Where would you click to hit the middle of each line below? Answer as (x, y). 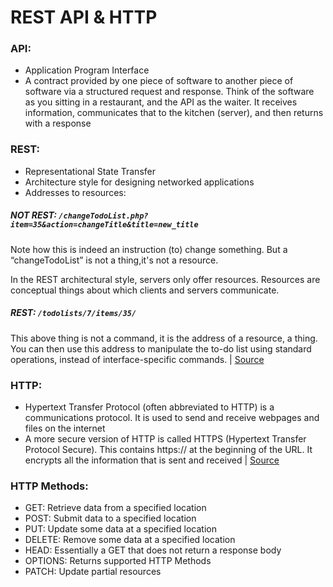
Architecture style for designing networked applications (139, 182)
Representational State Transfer (90, 171)
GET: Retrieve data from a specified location (115, 508)
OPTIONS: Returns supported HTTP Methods (118, 561)
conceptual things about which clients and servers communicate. (145, 290)
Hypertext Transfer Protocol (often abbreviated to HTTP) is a (149, 407)
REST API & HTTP (84, 17)
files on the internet (65, 428)
